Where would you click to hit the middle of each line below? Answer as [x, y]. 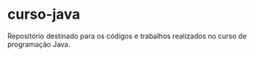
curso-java [44, 14]
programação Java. [39, 44]
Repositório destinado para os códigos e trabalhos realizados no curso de [127, 36]
